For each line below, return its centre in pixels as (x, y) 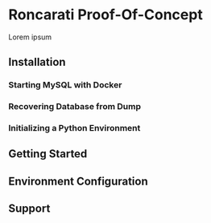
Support (29, 209)
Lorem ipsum (30, 37)
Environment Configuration (78, 181)
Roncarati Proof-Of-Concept (105, 15)
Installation (37, 62)
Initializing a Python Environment (74, 128)
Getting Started (48, 154)
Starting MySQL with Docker (65, 85)
